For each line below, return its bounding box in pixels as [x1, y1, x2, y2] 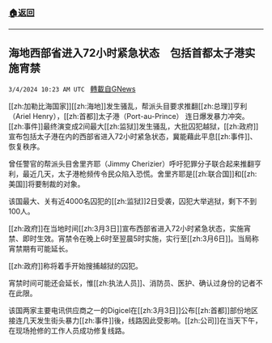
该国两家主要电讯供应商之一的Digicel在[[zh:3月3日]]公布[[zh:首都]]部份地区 [8, 306, 259, 315]
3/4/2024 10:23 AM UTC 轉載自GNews [8, 84, 136, 94]
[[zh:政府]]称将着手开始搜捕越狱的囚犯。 [8, 261, 143, 271]
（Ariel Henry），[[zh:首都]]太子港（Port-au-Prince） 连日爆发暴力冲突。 [8, 112, 249, 121]
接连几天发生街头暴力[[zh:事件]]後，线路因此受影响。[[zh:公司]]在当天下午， [8, 315, 262, 325]
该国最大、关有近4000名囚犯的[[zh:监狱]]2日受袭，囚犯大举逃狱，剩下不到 [8, 197, 257, 206]
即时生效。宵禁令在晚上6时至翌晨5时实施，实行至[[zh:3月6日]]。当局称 [22, 234, 259, 243]
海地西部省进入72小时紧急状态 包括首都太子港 [8, 46, 245, 60]
